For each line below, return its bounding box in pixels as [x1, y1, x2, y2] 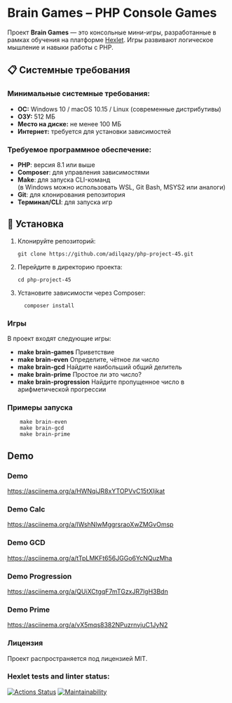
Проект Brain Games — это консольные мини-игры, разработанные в [7, 28, 217, 36]
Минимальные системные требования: [7, 89, 151, 99]
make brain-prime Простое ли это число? [17, 370, 142, 379]
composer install [24, 302, 75, 309]
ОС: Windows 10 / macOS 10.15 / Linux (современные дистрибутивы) [17, 105, 222, 113]
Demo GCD [7, 538, 46, 548]
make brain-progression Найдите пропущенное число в [17, 377, 184, 387]
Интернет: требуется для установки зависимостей [17, 127, 172, 135]
